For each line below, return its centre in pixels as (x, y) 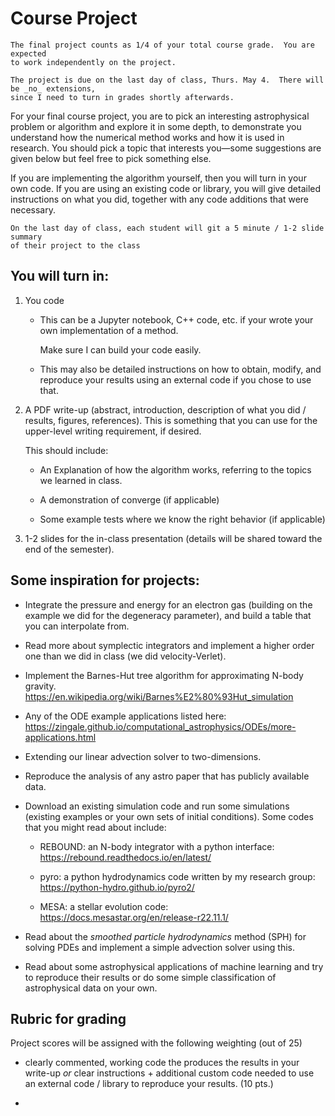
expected (28, 53)
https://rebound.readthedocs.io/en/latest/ (125, 857)
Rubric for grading (68, 1018)
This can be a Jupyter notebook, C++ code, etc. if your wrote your (176, 319)
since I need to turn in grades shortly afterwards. (122, 97)
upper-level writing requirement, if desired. (113, 431)
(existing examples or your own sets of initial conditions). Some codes (169, 816)
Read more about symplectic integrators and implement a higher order (169, 645)
